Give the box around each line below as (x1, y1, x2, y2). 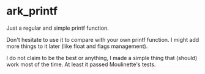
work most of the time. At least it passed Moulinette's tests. (6, 61, 156, 68)
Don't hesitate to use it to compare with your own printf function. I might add (6, 36, 199, 43)
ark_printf (6, 4, 58, 18)
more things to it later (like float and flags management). (6, 42, 148, 50)
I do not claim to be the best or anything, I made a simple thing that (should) (6, 54, 198, 61)
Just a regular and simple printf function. (6, 24, 109, 32)
